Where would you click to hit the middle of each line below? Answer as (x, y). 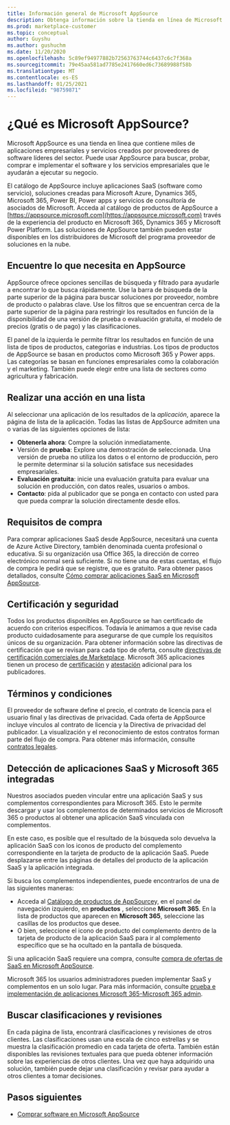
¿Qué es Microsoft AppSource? (98, 124)
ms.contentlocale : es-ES (43, 77)
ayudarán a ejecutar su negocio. (53, 173)
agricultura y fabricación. (43, 376)
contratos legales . (33, 747)
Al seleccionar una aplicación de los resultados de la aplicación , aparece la (114, 414)
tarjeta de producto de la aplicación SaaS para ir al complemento (109, 938)
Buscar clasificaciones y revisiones (85, 1015)
